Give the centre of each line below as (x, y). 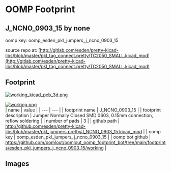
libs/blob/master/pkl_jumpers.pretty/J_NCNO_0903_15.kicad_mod (74, 131)
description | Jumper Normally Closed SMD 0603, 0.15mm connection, (79, 115)
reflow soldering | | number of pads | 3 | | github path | (62, 121)
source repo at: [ (23, 50)
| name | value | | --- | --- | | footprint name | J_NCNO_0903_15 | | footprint (83, 110)
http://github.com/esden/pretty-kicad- (46, 126)
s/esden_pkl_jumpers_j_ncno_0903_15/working (55, 148)
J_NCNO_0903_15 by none (48, 28)
